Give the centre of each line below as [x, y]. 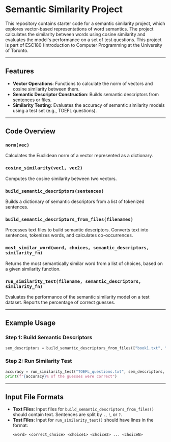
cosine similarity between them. [46, 89]
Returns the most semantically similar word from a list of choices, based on [84, 263]
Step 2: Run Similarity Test [39, 361]
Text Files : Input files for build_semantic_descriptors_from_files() [83, 409]
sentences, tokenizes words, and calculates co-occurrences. [69, 235]
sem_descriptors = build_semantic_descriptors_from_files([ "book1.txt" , [84, 348]
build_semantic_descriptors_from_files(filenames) [69, 219]
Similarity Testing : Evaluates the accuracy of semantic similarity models [89, 105]
